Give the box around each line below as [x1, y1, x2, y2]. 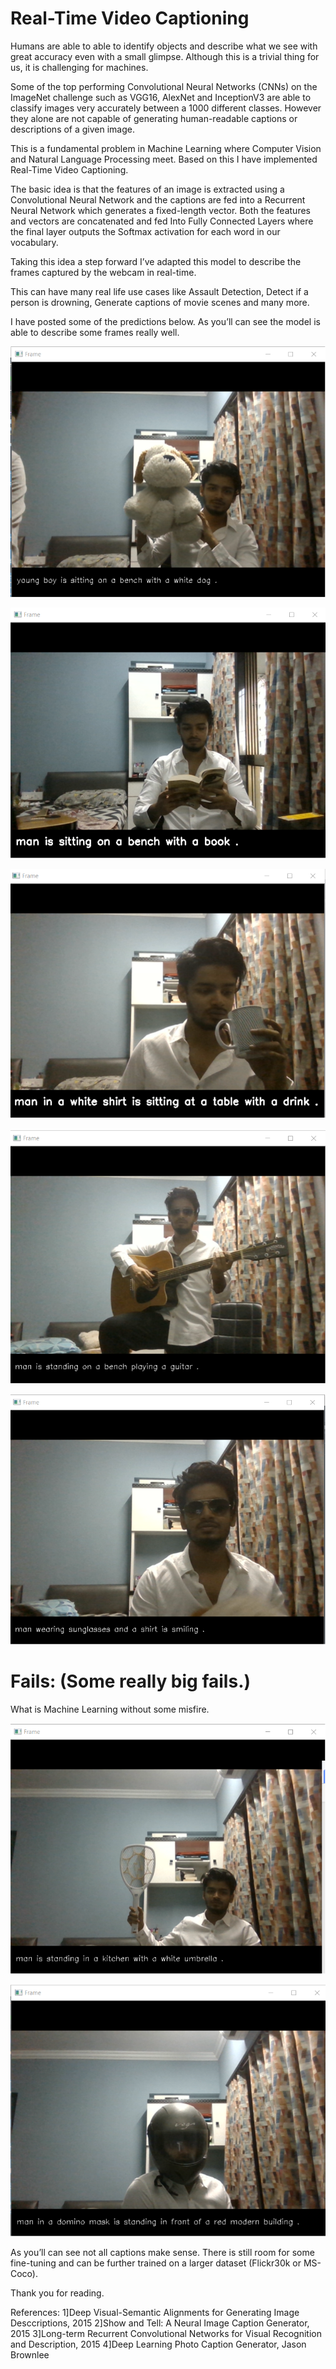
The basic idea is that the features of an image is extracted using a [10, 183, 285, 195]
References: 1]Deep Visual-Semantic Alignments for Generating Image [10, 2307, 300, 2319]
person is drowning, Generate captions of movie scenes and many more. [10, 296, 310, 308]
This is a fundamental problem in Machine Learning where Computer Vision [10, 142, 322, 154]
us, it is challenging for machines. [10, 61, 149, 73]
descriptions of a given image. [10, 123, 136, 135]
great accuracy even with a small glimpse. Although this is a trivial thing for [10, 50, 320, 62]
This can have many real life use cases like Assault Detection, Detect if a [10, 285, 309, 297]
